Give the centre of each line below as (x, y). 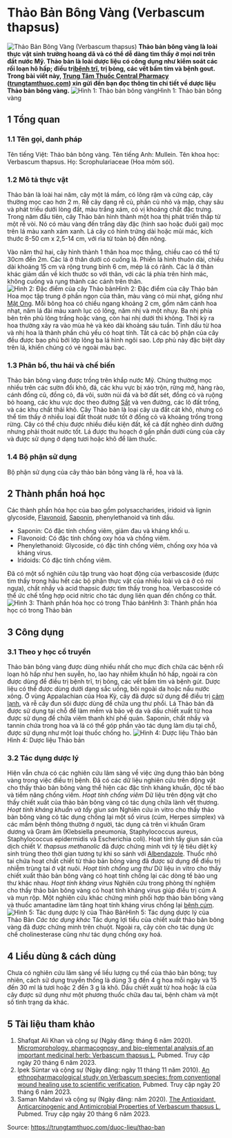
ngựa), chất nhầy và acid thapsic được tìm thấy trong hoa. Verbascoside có (114, 588)
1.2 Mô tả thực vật (38, 180)
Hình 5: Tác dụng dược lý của (167, 912)
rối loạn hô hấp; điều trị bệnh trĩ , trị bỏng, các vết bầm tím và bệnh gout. (111, 68)
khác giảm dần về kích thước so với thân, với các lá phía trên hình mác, (108, 273)
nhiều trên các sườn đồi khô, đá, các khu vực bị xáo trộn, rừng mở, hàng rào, (116, 387)
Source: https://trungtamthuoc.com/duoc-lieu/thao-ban (86, 1127)
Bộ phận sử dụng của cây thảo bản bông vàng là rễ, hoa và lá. (95, 472)
